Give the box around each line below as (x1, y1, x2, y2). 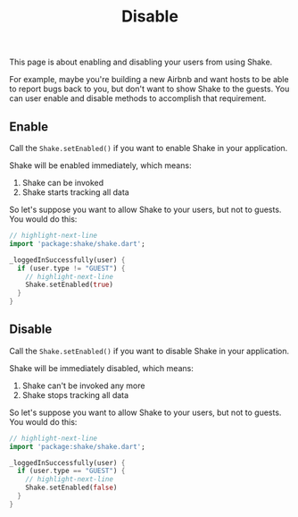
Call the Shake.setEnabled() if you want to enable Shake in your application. (9, 143, 288, 153)
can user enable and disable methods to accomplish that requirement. (9, 93, 267, 104)
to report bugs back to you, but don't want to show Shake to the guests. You (9, 83, 290, 95)
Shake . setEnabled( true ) (25, 280, 114, 290)
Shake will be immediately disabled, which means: (9, 362, 194, 373)
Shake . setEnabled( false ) (25, 483, 118, 493)
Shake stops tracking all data (21, 389, 129, 400)
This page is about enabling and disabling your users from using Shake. (9, 56, 273, 68)
